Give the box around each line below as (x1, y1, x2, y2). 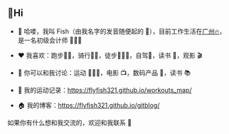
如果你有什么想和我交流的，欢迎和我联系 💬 (7, 118, 132, 127)
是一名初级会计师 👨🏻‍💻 (17, 36, 82, 44)
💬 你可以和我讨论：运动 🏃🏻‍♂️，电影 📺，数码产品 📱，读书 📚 (17, 68, 191, 77)
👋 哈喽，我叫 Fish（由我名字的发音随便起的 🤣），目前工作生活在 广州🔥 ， (17, 26, 226, 36)
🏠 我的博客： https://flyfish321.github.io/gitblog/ (17, 100, 160, 109)
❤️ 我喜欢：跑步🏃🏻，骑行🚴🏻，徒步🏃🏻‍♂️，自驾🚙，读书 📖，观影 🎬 (17, 51, 203, 59)
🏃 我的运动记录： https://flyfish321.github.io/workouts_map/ (17, 86, 192, 94)
